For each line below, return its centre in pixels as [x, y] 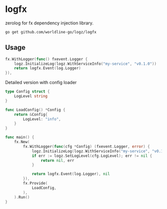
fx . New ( [22, 142]
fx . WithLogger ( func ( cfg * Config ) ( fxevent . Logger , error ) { [86, 146]
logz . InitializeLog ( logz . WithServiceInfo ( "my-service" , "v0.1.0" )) [85, 64]
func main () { [20, 137]
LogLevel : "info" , [42, 119]
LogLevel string [31, 96]
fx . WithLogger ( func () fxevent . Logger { [46, 59]
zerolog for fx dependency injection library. [49, 23]
